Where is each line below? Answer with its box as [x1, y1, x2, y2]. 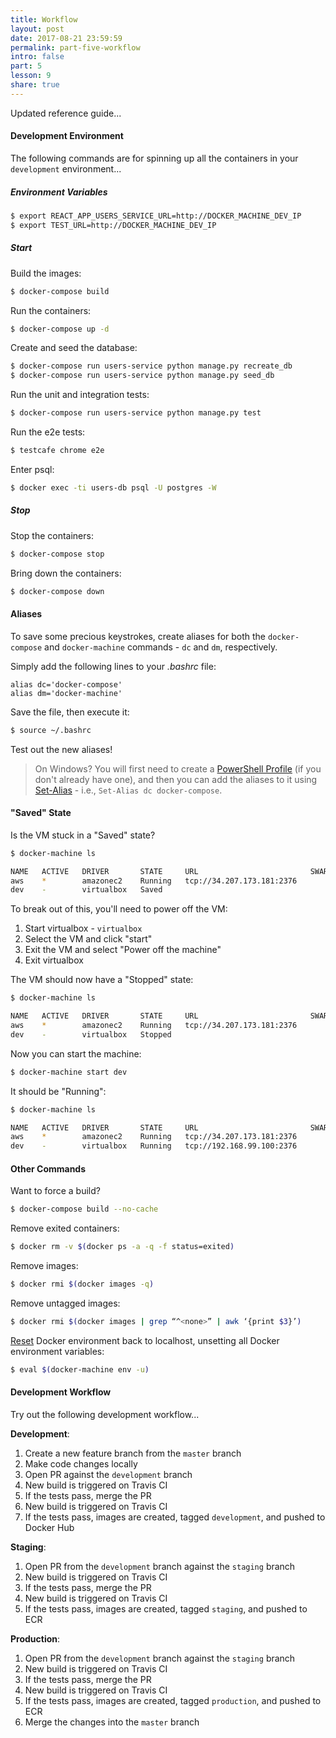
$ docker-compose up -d [10, 324, 110, 334]
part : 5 [10, 61, 43, 71]
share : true [10, 80, 60, 90]
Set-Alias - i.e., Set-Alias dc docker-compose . [34, 784, 223, 796]
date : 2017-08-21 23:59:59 [10, 33, 123, 43]
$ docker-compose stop [10, 549, 105, 559]
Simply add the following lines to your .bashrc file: [10, 660, 217, 672]
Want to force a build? [10, 1185, 101, 1197]
